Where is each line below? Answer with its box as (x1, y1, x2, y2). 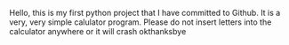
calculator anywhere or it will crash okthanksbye (9, 26, 187, 36)
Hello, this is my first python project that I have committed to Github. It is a (9, 8, 281, 18)
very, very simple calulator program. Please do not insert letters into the (9, 17, 272, 27)
